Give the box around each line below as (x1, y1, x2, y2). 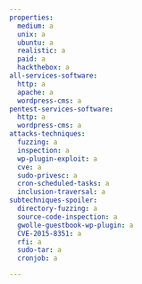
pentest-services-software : (9, 104, 114, 113)
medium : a (17, 21, 54, 30)
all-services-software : (9, 71, 98, 80)
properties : (9, 13, 54, 22)
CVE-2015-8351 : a (17, 229, 82, 238)
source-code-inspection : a (17, 212, 118, 221)
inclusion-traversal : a (17, 188, 105, 196)
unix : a (17, 29, 46, 38)
